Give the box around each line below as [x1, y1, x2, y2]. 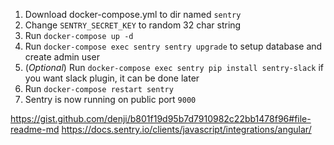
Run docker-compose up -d [24, 30, 134, 41]
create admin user [24, 51, 100, 63]
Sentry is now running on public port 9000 [24, 94, 197, 105]
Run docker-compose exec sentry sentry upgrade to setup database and [24, 40, 323, 52]
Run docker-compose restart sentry [24, 83, 174, 94]
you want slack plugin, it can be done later [24, 72, 200, 84]
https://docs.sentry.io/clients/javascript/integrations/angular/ [61, 124, 312, 135]
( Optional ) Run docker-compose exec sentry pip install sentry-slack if [24, 62, 325, 73]
